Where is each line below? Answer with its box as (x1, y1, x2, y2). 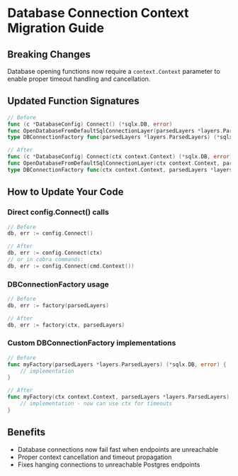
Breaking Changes (7, 48, 91, 60)
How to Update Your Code (7, 186, 124, 198)
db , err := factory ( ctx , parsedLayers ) (7, 321, 125, 328)
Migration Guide (7, 20, 105, 36)
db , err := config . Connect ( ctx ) (7, 250, 103, 257)
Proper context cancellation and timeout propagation (17, 453, 172, 461)
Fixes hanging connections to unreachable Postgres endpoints (17, 460, 200, 469)
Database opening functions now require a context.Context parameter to (7, 67, 221, 75)
